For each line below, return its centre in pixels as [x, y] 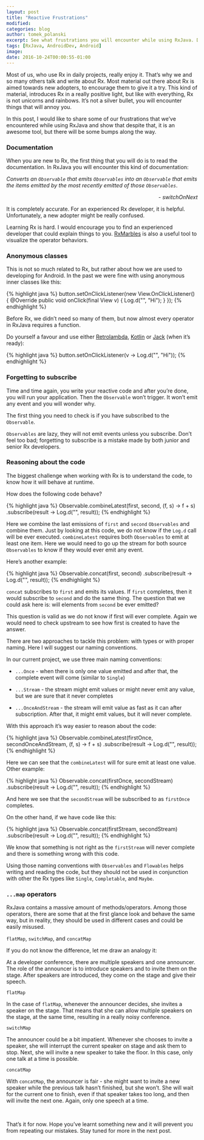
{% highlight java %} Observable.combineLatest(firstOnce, [80, 738]
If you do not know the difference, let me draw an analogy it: [82, 951]
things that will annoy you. [39, 107]
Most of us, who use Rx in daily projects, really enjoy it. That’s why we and [99, 74]
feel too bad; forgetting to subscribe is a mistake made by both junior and [98, 440]
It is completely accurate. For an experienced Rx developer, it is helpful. [96, 209]
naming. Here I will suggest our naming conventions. [72, 647]
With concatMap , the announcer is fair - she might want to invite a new [93, 1082]
